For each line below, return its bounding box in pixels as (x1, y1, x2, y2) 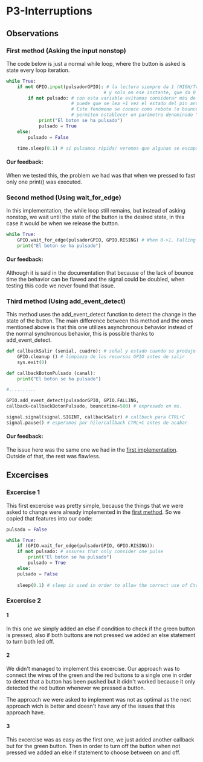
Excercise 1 (6, 488, 40, 496)
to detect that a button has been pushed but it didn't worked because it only (6, 677, 196, 685)
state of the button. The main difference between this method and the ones (6, 317, 193, 324)
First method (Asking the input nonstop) (6, 46, 127, 55)
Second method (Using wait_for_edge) (6, 193, 122, 202)
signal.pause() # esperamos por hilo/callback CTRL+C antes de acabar (6, 420, 188, 426)
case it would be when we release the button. (6, 219, 120, 227)
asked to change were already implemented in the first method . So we (6, 508, 181, 516)
